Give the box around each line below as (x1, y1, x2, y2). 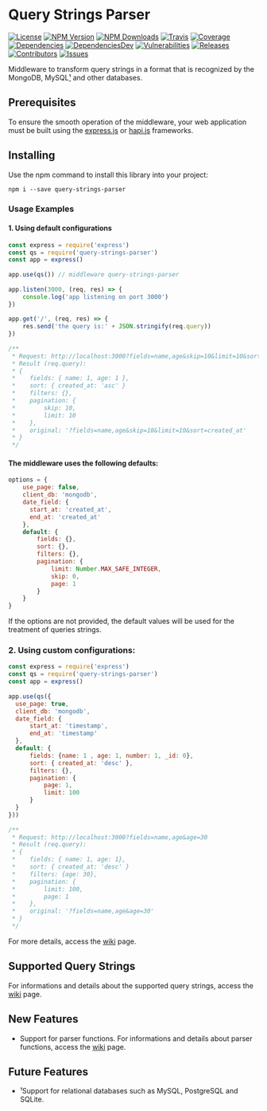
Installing (8, 149, 56, 163)
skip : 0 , (50, 572, 80, 580)
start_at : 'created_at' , (29, 505, 112, 513)
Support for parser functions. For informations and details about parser (19, 1034, 253, 1043)
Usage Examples (8, 203, 75, 214)
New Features (8, 1012, 79, 1026)
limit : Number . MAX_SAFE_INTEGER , (50, 564, 161, 573)
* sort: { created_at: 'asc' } (11, 382, 126, 390)
